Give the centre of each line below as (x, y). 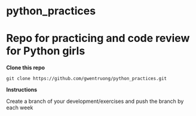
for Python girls (46, 51)
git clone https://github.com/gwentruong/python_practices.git (87, 79)
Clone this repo (26, 68)
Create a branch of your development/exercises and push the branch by (95, 101)
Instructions (22, 90)
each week (20, 108)
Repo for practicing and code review (98, 39)
